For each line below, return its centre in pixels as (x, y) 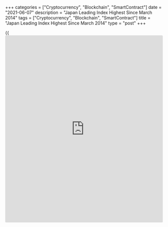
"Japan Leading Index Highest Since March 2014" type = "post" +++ (75, 23)
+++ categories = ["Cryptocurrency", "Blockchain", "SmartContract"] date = (83, 7)
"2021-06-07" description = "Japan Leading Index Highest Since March (79, 12)
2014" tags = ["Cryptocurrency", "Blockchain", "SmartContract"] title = (78, 18)
